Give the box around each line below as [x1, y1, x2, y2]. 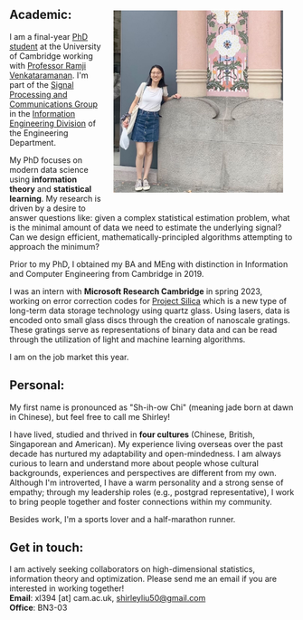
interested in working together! [9, 583, 125, 594]
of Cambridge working [9, 50, 93, 62]
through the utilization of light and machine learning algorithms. [9, 334, 246, 345]
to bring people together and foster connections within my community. [9, 496, 273, 507]
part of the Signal [9, 79, 74, 90]
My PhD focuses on [9, 154, 83, 166]
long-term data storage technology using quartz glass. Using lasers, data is [9, 305, 291, 316]
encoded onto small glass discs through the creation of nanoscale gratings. [9, 314, 291, 325]
